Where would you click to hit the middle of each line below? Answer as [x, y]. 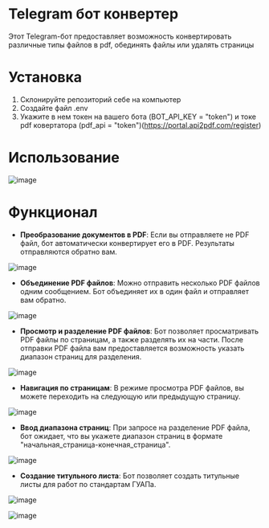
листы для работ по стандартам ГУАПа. [88, 484]
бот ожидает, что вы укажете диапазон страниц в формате [121, 436]
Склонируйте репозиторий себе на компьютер [100, 99]
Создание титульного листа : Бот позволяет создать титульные [129, 476]
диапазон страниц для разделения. [81, 356]
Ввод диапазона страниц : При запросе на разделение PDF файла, [135, 428]
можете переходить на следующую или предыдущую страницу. [130, 396]
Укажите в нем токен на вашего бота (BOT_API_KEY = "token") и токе [138, 117]
